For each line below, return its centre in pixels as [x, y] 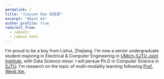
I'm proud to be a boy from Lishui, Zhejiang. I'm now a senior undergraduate [82, 50]
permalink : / [18, 10]
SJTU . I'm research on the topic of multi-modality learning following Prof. [79, 66]
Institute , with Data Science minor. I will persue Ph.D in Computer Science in [82, 61]
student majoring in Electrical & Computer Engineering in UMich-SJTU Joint [82, 56]
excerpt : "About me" [26, 19]
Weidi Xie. [15, 71]
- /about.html [24, 37]
